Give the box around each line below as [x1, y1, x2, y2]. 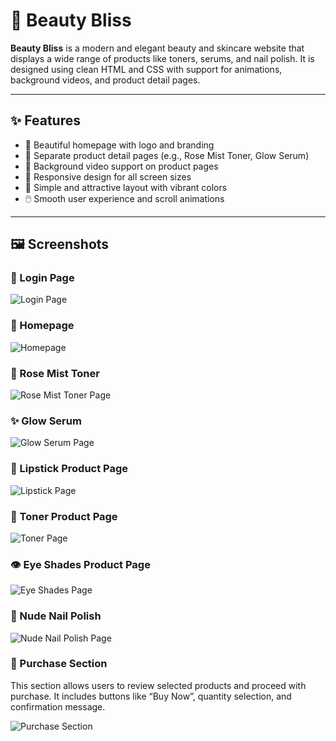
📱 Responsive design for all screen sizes [24, 170, 192, 183]
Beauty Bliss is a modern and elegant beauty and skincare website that [10, 42, 305, 54]
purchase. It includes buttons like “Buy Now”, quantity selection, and [10, 690, 292, 702]
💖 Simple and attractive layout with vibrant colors [24, 181, 228, 193]
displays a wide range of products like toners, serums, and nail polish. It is [10, 52, 315, 64]
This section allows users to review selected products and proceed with [10, 679, 307, 691]
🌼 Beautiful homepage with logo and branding [24, 139, 215, 151]
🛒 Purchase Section [10, 657, 108, 671]
